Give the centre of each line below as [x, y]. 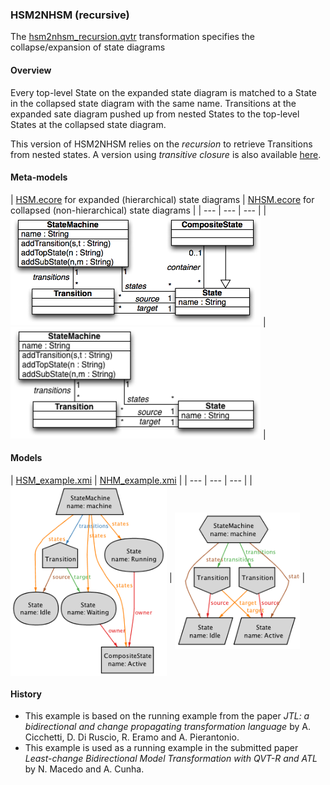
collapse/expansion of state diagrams [88, 47]
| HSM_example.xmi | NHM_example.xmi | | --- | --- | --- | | [131, 480]
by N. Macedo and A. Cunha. [84, 769]
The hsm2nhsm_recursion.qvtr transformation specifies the [132, 37]
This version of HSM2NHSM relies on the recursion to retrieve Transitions [161, 144]
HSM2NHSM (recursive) [70, 15]
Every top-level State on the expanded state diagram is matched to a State [163, 92]
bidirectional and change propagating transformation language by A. [167, 727]
